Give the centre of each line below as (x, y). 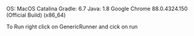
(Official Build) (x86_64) (36, 15)
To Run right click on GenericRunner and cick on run (72, 27)
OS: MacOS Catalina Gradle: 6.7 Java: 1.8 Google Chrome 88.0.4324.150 (97, 9)
